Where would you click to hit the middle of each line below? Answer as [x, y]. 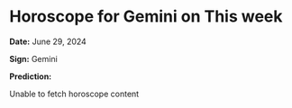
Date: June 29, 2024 [48, 41]
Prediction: [31, 76]
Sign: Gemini [34, 58]
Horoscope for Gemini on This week [146, 17]
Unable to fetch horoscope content [74, 94]
